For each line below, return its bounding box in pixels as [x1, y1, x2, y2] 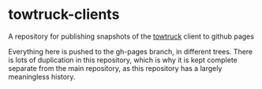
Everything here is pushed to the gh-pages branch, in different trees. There [8, 46, 253, 56]
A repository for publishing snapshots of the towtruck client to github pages [8, 32, 255, 41]
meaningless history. [8, 72, 76, 81]
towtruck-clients [8, 6, 120, 24]
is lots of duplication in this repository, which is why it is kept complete [8, 55, 238, 65]
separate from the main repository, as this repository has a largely [8, 63, 223, 72]
